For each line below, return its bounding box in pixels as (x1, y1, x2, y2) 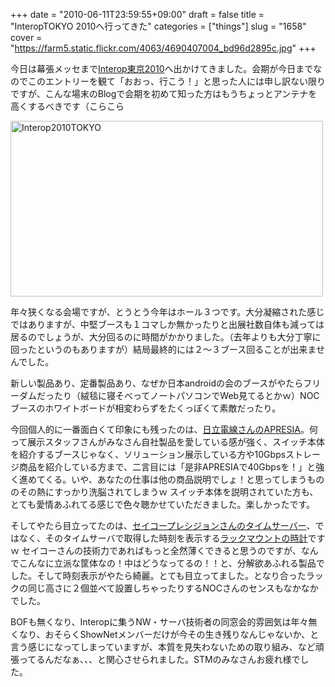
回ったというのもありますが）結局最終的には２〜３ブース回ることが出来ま (10, 344, 317, 355)
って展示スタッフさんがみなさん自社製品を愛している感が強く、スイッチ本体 (10, 436, 325, 448)
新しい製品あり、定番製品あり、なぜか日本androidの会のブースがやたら (10, 377, 304, 389)
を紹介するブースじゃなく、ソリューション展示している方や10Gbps (10, 449, 287, 460)
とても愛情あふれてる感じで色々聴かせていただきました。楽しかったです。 (10, 499, 316, 510)
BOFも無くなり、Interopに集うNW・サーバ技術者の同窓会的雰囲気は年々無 (10, 616, 318, 628)
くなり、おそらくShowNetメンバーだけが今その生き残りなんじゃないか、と (10, 629, 320, 640)
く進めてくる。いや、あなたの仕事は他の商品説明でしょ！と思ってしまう (10, 474, 308, 485)
